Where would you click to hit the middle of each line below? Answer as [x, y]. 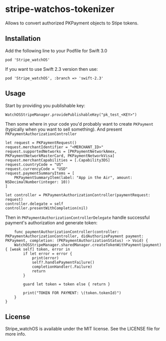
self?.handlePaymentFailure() [63, 262]
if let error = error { [48, 254]
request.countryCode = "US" [34, 165]
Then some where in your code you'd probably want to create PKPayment [79, 124]
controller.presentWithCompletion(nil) [47, 208]
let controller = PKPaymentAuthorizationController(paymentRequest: [78, 195]
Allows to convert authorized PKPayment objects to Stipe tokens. [72, 23]
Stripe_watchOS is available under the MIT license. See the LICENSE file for [83, 329]
